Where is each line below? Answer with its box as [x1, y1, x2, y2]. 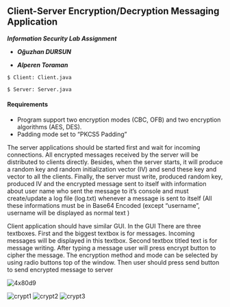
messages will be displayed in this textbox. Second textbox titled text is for [7, 237, 218, 245]
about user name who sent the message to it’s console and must [7, 187, 190, 196]
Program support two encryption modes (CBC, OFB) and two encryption [16, 116, 221, 124]
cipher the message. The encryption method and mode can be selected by [7, 251, 218, 259]
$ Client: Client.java [7, 74, 72, 81]
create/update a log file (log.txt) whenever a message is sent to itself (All [7, 194, 212, 202]
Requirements [7, 101, 49, 109]
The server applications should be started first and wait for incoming [7, 144, 201, 152]
